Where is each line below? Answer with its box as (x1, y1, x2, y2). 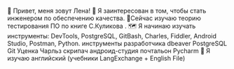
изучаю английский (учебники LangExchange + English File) (7, 54, 186, 62)
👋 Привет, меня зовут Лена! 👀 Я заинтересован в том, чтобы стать (7, 7, 207, 15)
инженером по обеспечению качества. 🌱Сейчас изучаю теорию (7, 14, 201, 22)
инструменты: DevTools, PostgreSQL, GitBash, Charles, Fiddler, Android (7, 32, 217, 40)
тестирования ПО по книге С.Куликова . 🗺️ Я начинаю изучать (7, 22, 196, 30)
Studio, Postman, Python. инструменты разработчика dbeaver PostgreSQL (7, 39, 228, 47)
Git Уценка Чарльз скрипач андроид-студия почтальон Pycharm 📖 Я (7, 47, 211, 55)
